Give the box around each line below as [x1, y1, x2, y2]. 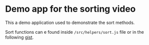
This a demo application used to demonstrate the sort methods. [5, 20, 135, 25]
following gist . [5, 34, 34, 40]
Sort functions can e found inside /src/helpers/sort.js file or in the [5, 29, 145, 35]
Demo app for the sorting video [5, 3, 136, 15]
